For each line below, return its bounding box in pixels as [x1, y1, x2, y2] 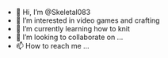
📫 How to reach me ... [15, 42, 90, 50]
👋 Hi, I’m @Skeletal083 [15, 8, 91, 16]
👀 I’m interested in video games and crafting [15, 16, 160, 25]
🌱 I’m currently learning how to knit [15, 24, 131, 33]
